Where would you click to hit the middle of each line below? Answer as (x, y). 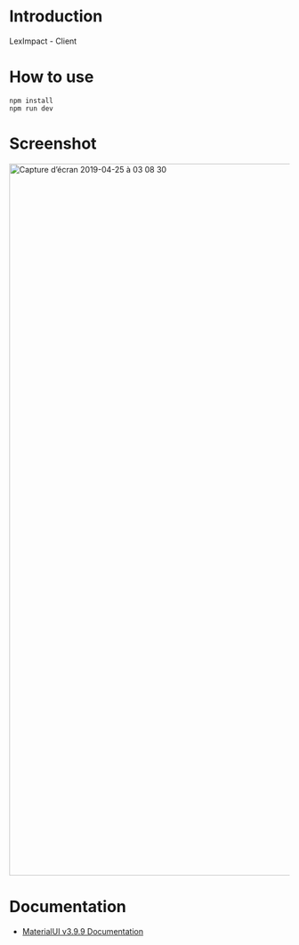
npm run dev (31, 109)
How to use (52, 77)
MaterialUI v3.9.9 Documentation (83, 931)
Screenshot (53, 144)
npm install (31, 101)
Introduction (56, 16)
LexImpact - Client (43, 41)
